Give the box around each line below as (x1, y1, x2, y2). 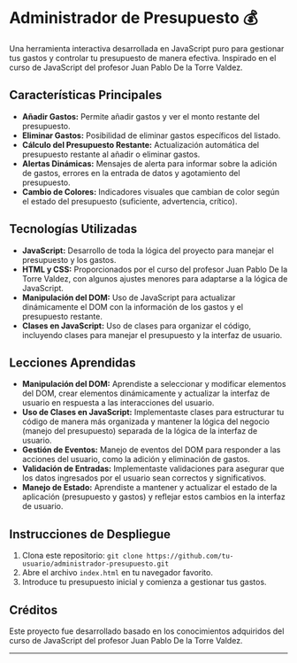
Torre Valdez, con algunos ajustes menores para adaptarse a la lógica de (21, 273, 288, 284)
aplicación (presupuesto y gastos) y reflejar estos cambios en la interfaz (21, 491, 286, 502)
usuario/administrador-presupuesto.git (21, 559, 170, 568)
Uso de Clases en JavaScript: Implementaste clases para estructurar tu (21, 407, 285, 418)
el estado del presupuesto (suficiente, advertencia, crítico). (21, 196, 238, 206)
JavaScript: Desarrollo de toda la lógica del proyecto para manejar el (21, 245, 274, 256)
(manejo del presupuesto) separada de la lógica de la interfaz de (21, 426, 258, 436)
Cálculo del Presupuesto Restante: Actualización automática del (21, 139, 259, 150)
